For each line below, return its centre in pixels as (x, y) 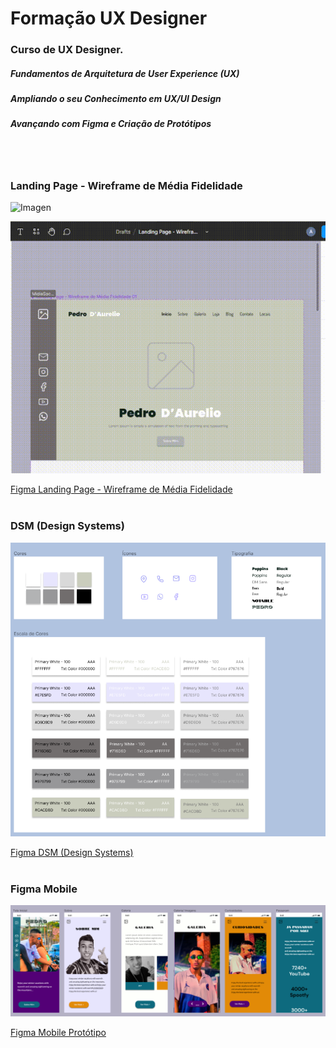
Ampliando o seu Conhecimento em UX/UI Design (116, 99)
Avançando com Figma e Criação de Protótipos (111, 124)
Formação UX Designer (109, 18)
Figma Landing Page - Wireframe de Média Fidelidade (121, 489)
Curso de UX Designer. (67, 50)
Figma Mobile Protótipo (58, 1032)
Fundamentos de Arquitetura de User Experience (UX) (125, 73)
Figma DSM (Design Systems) (72, 852)
